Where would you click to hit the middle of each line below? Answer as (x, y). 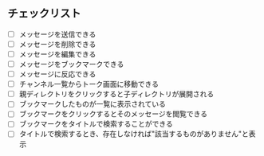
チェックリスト (44, 14)
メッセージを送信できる (57, 34)
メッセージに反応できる (57, 74)
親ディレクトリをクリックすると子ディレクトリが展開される (116, 94)
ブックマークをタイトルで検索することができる (96, 124)
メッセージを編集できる (57, 54)
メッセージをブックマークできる (71, 64)
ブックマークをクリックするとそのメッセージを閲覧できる (113, 114)
